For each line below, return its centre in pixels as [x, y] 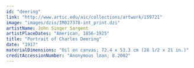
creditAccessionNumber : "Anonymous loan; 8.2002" [69, 56]
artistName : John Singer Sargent [47, 28]
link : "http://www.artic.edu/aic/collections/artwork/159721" [84, 17]
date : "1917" [22, 45]
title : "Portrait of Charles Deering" [54, 39]
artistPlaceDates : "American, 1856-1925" [58, 34]
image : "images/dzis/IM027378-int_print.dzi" [63, 22]
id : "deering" [24, 12]
